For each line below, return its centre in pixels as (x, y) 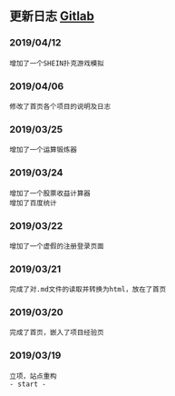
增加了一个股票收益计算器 (50, 193)
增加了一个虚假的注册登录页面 (57, 246)
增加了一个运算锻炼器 (43, 150)
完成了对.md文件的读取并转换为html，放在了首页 (88, 290)
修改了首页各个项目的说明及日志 (60, 106)
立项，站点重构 (33, 376)
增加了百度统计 (33, 203)
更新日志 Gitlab (52, 16)
